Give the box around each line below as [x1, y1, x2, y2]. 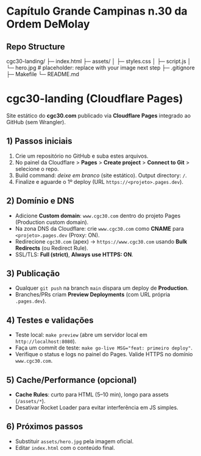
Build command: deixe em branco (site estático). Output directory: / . [15, 172, 187, 179]
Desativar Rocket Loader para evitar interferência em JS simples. [15, 404, 178, 411]
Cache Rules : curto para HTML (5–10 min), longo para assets [15, 391, 169, 398]
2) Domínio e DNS [6, 196, 75, 206]
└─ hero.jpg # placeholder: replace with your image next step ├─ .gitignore [6, 64, 195, 71]
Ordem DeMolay [6, 17, 90, 31]
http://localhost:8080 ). [15, 338, 77, 345]
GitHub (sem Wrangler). [6, 118, 66, 125]
